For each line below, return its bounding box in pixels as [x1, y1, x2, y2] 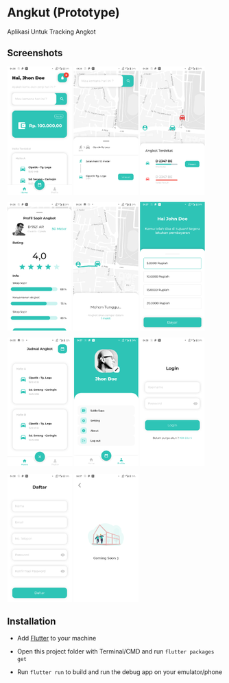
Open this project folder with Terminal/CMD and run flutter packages [16, 647, 215, 656]
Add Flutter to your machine [16, 634, 97, 642]
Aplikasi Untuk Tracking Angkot [7, 27, 96, 36]
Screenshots [7, 47, 63, 59]
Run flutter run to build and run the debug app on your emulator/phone [16, 667, 223, 676]
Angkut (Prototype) [7, 5, 120, 21]
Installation [7, 616, 56, 627]
